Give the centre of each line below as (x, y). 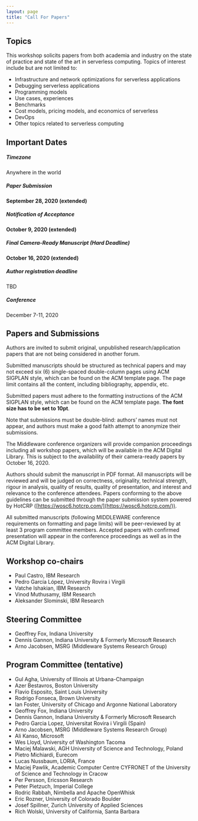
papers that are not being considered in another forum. (73, 354)
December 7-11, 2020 (33, 315)
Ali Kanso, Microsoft (39, 736)
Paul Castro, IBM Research (47, 576)
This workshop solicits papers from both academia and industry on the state (99, 55)
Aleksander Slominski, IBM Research (59, 601)
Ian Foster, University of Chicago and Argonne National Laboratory (96, 704)
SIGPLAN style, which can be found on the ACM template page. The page (96, 378)
